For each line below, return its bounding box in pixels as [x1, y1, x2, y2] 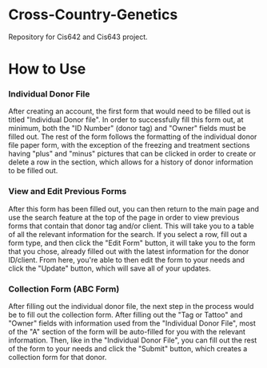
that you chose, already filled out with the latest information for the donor [8, 246, 249, 256]
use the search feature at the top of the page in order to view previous [8, 212, 240, 222]
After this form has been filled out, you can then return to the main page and [8, 204, 260, 213]
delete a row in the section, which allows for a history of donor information [8, 157, 253, 167]
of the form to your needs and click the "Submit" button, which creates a [8, 344, 248, 354]
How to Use [8, 60, 86, 78]
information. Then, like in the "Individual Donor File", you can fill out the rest [8, 335, 257, 345]
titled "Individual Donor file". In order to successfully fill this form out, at [8, 115, 244, 125]
